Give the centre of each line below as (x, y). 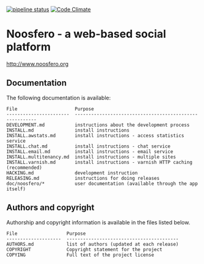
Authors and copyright (50, 208)
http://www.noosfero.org (38, 63)
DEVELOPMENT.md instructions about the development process (98, 125)
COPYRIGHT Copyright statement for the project (85, 249)
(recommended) (24, 168)
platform (28, 47)
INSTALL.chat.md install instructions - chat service (89, 146)
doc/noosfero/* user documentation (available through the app (102, 184)
